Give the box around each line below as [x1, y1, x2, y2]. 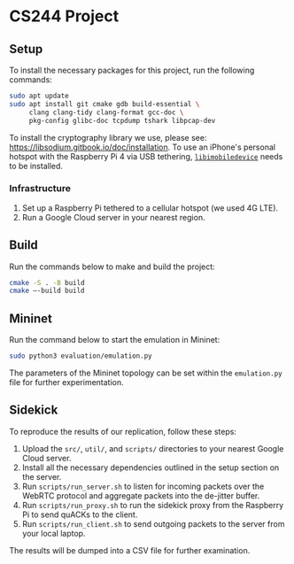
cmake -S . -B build [9, 278, 86, 287]
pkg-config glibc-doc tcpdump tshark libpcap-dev [28, 116, 216, 125]
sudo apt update [9, 91, 69, 100]
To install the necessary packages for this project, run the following [9, 65, 255, 75]
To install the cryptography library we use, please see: [9, 132, 207, 143]
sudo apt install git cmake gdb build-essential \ [9, 99, 200, 108]
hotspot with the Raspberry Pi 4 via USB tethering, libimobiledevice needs [9, 151, 283, 161]
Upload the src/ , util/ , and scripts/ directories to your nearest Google [21, 443, 284, 453]
